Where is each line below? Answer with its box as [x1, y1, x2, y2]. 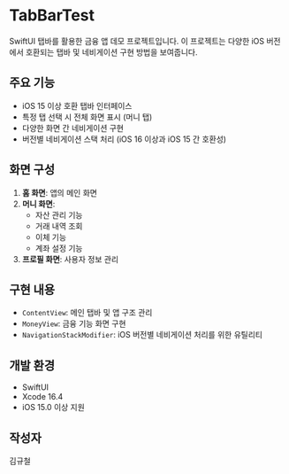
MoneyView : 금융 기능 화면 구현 [21, 318, 126, 329]
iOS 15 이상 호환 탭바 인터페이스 [21, 100, 133, 111]
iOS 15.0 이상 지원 [21, 402, 86, 413]
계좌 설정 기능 [34, 243, 83, 253]
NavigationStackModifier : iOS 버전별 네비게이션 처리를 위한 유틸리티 [21, 330, 263, 340]
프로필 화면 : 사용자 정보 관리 [21, 253, 119, 264]
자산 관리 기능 [34, 209, 83, 220]
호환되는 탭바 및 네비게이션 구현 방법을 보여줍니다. [25, 46, 198, 58]
